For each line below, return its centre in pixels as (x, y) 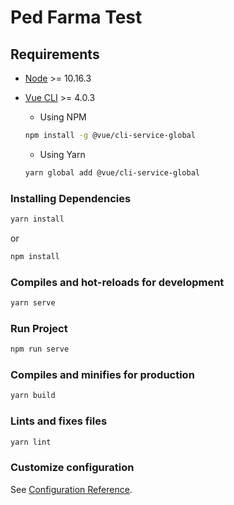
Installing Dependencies (71, 198)
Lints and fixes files (59, 421)
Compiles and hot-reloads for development (117, 282)
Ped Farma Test (76, 17)
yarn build (33, 396)
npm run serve (40, 349)
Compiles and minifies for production (102, 375)
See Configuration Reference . (71, 489)
